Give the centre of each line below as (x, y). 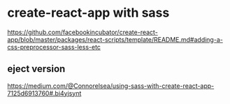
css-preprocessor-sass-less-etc (54, 47)
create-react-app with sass (88, 13)
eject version (36, 69)
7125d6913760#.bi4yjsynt (44, 93)
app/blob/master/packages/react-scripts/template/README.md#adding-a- (115, 39)
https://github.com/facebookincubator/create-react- (83, 32)
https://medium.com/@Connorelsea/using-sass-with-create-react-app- (111, 86)
